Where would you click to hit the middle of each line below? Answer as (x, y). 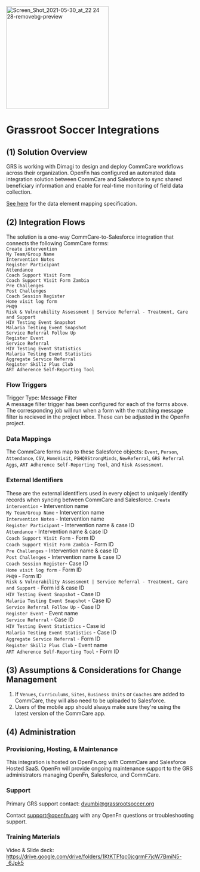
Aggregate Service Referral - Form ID (53, 639)
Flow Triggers (27, 384)
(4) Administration (41, 732)
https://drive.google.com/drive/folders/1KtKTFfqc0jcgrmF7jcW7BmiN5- (94, 856)
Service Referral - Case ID (40, 620)
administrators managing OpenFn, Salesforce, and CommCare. (83, 775)
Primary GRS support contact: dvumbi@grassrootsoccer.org (80, 804)
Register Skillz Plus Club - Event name (57, 645)
